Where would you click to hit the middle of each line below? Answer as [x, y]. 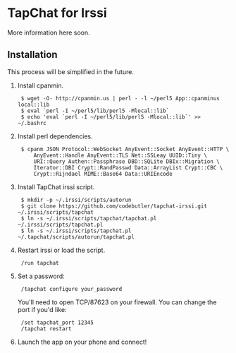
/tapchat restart [46, 329]
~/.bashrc [32, 123]
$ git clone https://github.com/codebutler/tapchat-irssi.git [114, 206]
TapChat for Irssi [57, 13]
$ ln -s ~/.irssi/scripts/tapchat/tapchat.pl [89, 218]
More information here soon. [49, 32]
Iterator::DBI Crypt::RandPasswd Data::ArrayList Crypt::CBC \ [128, 167]
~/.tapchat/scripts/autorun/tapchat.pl [76, 237]
